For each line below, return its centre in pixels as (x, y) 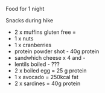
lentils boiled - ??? (37, 64)
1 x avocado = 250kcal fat (46, 77)
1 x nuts (24, 38)
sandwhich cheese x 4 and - (50, 58)
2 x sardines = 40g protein (47, 83)
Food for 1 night (25, 9)
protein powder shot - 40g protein (57, 51)
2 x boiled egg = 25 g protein (50, 71)
